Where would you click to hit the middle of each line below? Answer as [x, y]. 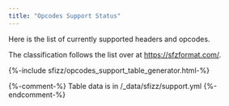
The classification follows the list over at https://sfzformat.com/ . [115, 54]
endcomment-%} [37, 95]
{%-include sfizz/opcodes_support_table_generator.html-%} [109, 70]
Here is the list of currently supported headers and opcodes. [109, 39]
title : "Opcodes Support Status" [65, 16]
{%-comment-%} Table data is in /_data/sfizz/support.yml [105, 86]
